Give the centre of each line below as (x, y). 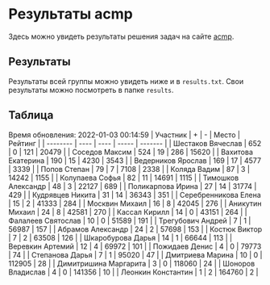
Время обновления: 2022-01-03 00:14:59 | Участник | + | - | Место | (124, 135)
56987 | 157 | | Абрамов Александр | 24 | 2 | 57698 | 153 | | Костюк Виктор (135, 229)
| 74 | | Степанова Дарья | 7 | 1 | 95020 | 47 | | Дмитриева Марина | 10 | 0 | (135, 254)
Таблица (31, 115)
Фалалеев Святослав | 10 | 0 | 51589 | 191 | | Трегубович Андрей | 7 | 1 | (130, 220)
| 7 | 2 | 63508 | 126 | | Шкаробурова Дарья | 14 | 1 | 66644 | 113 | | (120, 237)
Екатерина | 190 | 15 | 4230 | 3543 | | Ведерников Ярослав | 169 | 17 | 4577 (135, 160)
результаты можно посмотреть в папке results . (91, 90)
